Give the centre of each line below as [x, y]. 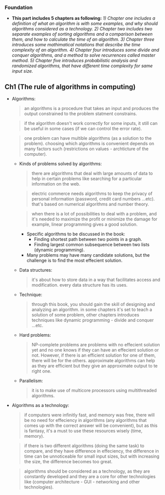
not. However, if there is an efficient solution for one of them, [94, 355]
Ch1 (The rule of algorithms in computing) [70, 87]
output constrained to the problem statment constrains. [81, 114]
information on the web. [56, 184]
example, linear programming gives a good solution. [84, 224]
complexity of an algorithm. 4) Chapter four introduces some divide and [85, 50]
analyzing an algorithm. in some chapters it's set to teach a [92, 309]
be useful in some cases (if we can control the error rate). [83, 129]
